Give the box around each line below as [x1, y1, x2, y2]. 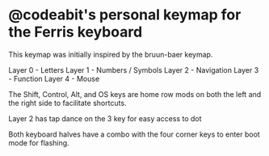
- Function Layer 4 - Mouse [8, 74, 100, 83]
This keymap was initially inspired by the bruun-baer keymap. [8, 49, 213, 59]
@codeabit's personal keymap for [8, 6, 242, 24]
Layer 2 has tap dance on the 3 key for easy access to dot [8, 113, 202, 123]
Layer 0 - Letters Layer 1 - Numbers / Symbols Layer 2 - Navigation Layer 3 [8, 65, 259, 74]
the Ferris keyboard [8, 23, 143, 41]
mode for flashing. [8, 137, 70, 147]
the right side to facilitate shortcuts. [8, 98, 127, 108]
